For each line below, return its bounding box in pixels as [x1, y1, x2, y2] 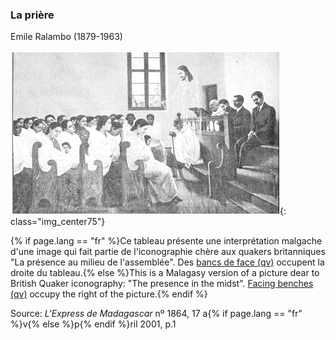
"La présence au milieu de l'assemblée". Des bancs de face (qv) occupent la [10, 256, 325, 268]
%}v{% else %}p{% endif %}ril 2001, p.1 [10, 318, 177, 330]
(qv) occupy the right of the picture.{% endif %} [10, 288, 208, 300]
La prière [10, 8, 55, 22]
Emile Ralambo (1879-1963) [10, 31, 123, 43]
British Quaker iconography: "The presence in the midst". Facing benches [10, 278, 314, 290]
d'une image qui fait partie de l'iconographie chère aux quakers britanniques [10, 246, 326, 258]
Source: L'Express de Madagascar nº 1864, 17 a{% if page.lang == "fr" [10, 308, 303, 320]
